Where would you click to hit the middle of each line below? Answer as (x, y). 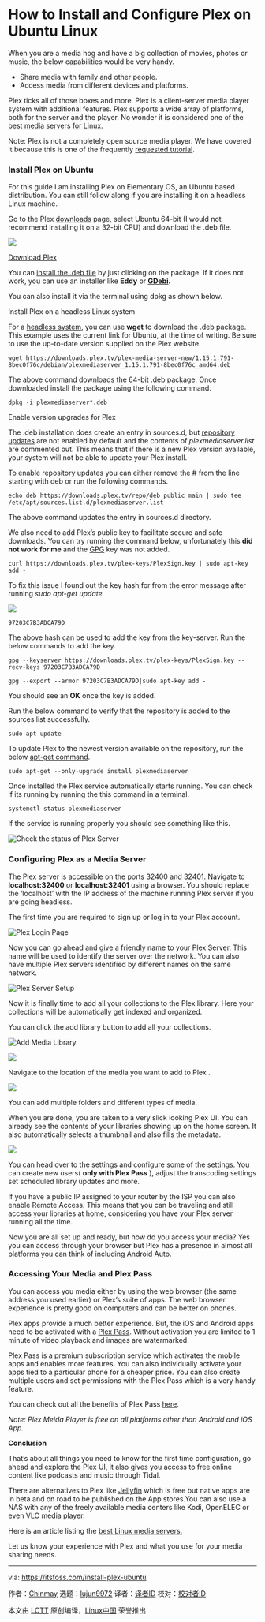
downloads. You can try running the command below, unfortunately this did (131, 541)
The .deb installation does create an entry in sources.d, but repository (121, 432)
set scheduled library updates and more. (74, 1181)
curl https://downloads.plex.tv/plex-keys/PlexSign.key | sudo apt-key (128, 564)
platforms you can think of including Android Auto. (90, 1254)
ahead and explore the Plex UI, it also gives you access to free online (120, 1467)
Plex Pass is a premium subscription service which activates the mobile (124, 1355)
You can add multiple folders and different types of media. (103, 1102)
